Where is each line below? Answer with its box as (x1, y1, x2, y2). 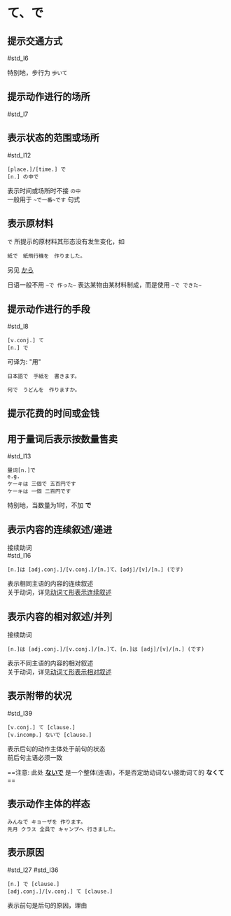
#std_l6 (7, 54, 29, 62)
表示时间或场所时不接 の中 (7, 186, 81, 195)
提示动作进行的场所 (7, 91, 90, 103)
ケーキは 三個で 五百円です (7, 481, 77, 488)
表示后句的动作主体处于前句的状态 (7, 745, 106, 753)
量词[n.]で (7, 467, 36, 474)
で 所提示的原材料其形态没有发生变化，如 (7, 237, 125, 246)
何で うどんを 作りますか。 (7, 386, 80, 394)
